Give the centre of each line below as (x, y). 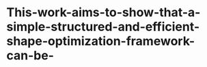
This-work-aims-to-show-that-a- (104, 13)
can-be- (30, 56)
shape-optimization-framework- (101, 41)
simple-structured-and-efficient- (103, 27)
